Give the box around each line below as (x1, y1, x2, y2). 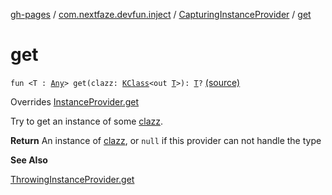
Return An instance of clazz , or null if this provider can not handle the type (10, 134, 322, 146)
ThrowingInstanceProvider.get (10, 173, 135, 185)
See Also (10, 154, 48, 166)
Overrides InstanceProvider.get (10, 95, 140, 108)
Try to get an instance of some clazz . (10, 115, 164, 127)
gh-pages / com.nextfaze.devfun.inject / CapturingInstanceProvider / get (10, 9, 312, 20)
